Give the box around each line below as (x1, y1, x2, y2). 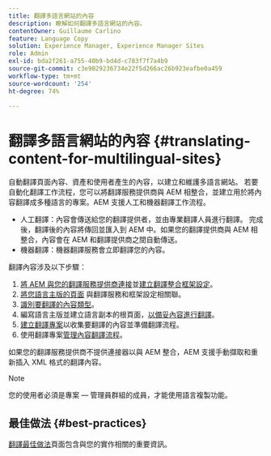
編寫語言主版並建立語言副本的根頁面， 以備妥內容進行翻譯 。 (19, 309, 219, 320)
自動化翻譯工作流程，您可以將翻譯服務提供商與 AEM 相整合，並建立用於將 (8, 187, 255, 197)
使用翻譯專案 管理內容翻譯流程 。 (19, 330, 127, 340)
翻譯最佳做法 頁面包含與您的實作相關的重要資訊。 (8, 439, 171, 450)
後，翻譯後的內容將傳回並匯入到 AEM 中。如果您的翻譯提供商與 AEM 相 (19, 224, 258, 235)
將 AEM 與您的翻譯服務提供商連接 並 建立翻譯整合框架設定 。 (19, 279, 218, 289)
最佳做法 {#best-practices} (8, 416, 147, 430)
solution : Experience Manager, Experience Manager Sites (8, 42, 205, 50)
